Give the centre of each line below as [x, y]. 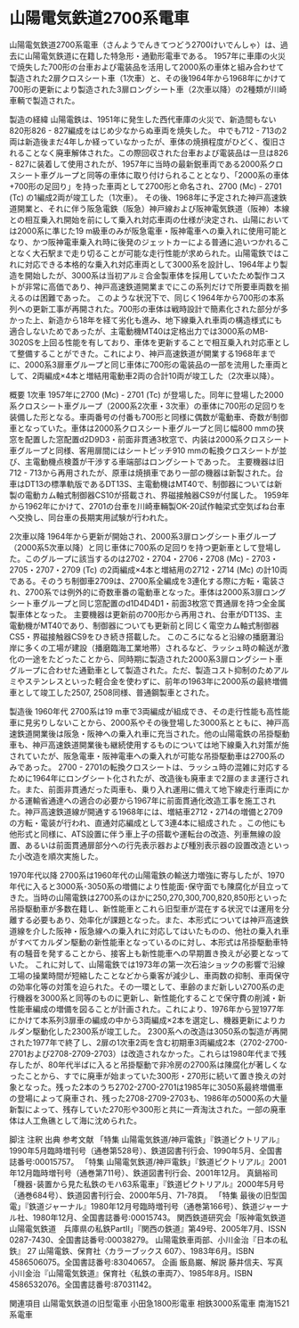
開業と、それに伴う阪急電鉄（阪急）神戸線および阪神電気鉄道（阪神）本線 [153, 208]
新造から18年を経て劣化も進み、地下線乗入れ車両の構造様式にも [165, 320]
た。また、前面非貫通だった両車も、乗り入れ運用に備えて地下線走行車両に [145, 789]
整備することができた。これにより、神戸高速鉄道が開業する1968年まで [146, 353]
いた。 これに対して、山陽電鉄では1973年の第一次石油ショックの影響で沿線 [147, 964]
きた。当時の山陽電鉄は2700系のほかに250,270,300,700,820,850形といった [148, 897]
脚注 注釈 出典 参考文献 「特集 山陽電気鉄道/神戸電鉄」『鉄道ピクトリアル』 [147, 1139]
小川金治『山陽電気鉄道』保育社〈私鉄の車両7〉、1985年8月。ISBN [131, 1273]
